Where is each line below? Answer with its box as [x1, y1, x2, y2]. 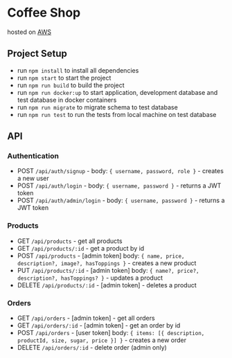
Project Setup [7, 48, 68, 60]
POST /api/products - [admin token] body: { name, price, [17, 251, 185, 260]
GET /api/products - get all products [17, 237, 123, 245]
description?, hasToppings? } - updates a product [17, 274, 163, 282]
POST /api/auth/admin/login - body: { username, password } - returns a [17, 196, 225, 205]
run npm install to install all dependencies [17, 66, 139, 74]
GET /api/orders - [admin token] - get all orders [17, 314, 155, 323]
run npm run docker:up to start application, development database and [17, 88, 218, 96]
